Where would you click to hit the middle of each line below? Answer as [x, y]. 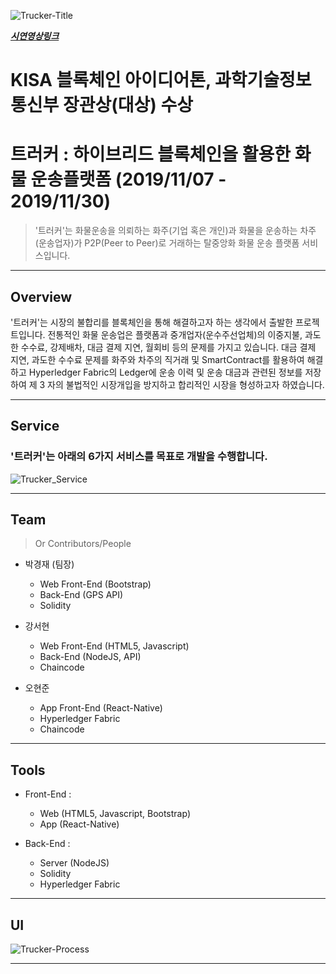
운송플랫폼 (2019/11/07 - [128, 179]
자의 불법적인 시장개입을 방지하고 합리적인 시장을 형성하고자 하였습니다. [186, 384]
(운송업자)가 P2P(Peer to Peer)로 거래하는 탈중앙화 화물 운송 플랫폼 [167, 243]
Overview [41, 296]
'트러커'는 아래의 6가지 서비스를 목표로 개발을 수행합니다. [139, 457]
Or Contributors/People [83, 544]
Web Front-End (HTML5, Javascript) [114, 646]
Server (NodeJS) [74, 863]
